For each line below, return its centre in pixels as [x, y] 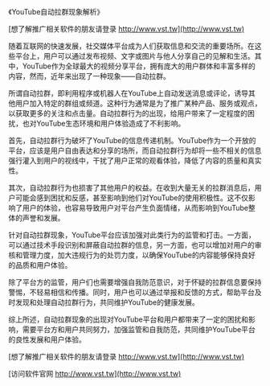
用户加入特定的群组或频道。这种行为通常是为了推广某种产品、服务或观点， [138, 103]
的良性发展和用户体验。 [47, 339]
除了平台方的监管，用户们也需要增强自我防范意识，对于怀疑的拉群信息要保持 [135, 282]
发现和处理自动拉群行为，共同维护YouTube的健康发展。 [107, 302]
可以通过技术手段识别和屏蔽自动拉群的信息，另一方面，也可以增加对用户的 [131, 245]
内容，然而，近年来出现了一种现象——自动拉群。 [89, 76]
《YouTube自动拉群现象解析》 [56, 12]
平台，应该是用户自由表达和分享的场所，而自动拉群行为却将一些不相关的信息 [135, 150]
